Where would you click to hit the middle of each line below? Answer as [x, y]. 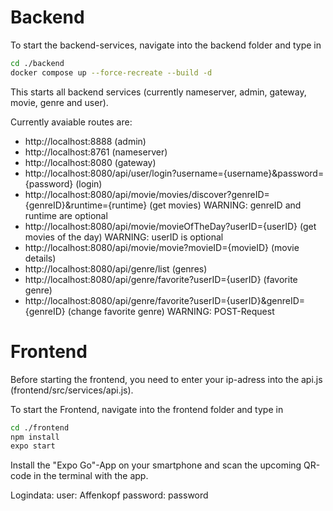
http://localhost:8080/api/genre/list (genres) [116, 268]
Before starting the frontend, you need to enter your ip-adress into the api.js [166, 379]
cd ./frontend [40, 427]
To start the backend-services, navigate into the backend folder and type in [166, 45]
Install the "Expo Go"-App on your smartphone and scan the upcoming [156, 465]
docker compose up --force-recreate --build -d [111, 72]
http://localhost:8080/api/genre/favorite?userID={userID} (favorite [161, 279]
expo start [33, 446]
